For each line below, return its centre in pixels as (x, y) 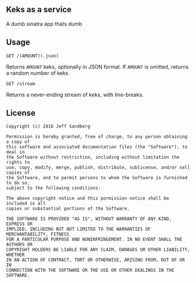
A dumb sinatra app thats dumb (44, 23)
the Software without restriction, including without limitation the (93, 157)
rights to (18, 163)
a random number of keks (37, 73)
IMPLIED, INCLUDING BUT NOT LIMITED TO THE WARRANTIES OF (78, 229)
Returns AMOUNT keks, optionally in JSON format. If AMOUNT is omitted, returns (97, 66)
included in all (26, 204)
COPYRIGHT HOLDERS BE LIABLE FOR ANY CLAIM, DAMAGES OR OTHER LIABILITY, (98, 250)
